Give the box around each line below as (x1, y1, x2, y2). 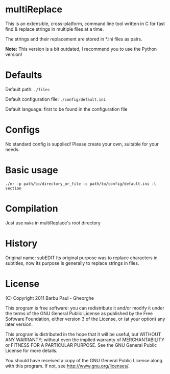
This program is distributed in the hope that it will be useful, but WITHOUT (5, 331, 161, 337)
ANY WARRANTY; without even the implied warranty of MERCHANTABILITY (5, 337, 165, 343)
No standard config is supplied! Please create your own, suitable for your (5, 141, 159, 147)
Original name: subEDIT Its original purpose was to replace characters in (5, 255, 158, 261)
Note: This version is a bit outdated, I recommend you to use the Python (5, 46, 157, 52)
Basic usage (5, 164, 58, 176)
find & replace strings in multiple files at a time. (5, 26, 104, 32)
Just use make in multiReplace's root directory (5, 219, 101, 226)
